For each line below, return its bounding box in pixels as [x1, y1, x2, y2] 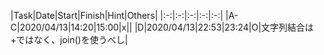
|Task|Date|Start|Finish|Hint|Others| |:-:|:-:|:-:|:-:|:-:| [10, 10, 224, 21]
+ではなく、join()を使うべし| [10, 34, 128, 45]
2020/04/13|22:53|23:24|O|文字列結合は [146, 21, 315, 33]
